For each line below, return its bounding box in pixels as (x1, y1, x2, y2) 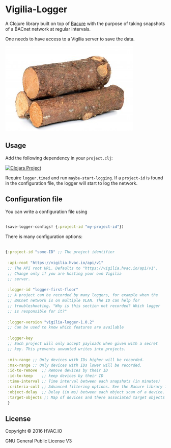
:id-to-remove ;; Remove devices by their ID (7, 368, 108, 373)
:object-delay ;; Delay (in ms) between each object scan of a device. (7, 389, 165, 394)
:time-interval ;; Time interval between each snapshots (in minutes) (7, 379, 160, 384)
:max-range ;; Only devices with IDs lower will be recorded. (7, 363, 142, 368)
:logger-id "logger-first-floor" (7, 287, 79, 292)
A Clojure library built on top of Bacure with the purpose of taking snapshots (5, 20, 165, 27)
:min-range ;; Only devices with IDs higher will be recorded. (7, 357, 145, 362)
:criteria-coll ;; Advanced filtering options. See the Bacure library (7, 384, 163, 389)
